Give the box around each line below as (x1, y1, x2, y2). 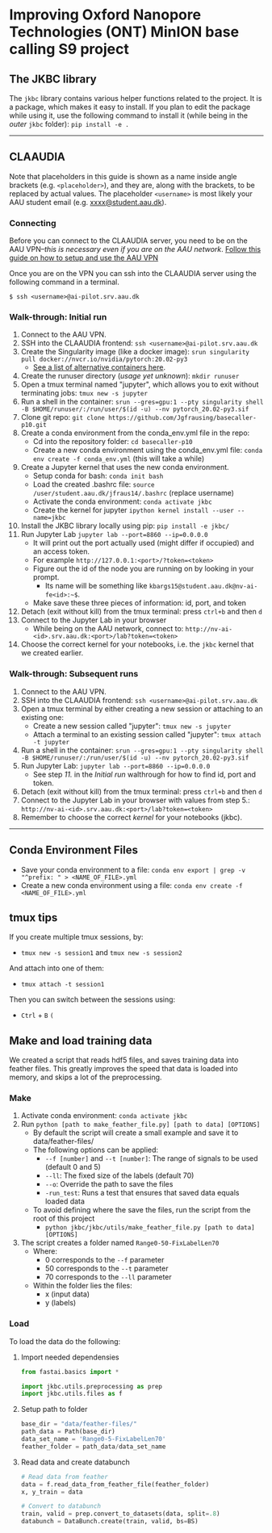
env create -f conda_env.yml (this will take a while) (32, 454, 205, 463)
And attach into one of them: (9, 963, 104, 974)
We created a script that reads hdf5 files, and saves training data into (9, 1055, 239, 1065)
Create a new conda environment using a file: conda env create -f (20, 880, 243, 890)
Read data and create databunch (20, 1457, 130, 1467)
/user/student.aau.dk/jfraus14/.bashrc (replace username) (32, 488, 235, 498)
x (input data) (44, 1289, 90, 1299)
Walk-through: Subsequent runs (9, 668, 139, 680)
